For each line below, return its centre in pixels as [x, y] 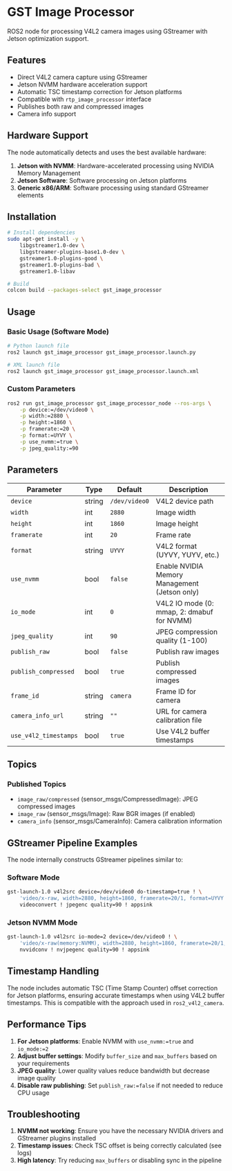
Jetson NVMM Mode [42, 923]
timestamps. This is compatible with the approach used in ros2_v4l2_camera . [116, 1002]
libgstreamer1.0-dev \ [52, 246]
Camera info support [47, 114]
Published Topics [37, 784]
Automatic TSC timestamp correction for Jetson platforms [99, 91]
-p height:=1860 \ [46, 423]
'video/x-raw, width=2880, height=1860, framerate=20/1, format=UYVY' [123, 898]
